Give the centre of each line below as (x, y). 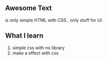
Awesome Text (28, 8)
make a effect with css (35, 53)
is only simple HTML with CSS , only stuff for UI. (54, 20)
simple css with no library (38, 48)
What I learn (24, 36)
